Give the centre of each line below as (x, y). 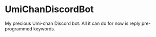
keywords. (44, 28)
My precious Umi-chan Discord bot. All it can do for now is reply (73, 23)
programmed (18, 28)
